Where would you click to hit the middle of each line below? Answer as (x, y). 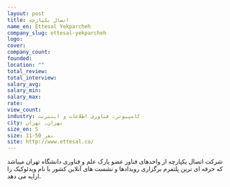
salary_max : (24, 97)
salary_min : (24, 90)
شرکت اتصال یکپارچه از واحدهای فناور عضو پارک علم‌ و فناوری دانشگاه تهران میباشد (115, 161)
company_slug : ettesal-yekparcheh (57, 33)
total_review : (28, 71)
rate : (15, 104)
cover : (17, 46)
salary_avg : (24, 84)
